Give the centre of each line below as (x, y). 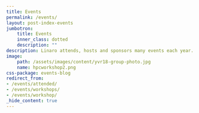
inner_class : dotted (42, 39)
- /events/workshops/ (33, 90)
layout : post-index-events (40, 23)
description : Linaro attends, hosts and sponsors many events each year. (100, 51)
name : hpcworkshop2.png (47, 67)
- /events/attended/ (32, 84)
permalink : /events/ (32, 17)
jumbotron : (20, 28)
